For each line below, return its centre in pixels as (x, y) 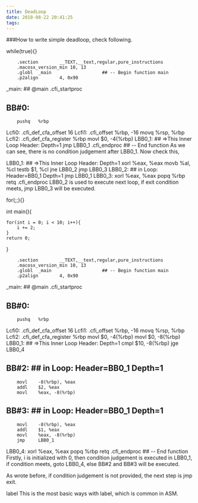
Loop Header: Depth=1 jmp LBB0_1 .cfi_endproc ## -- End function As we (96, 145)
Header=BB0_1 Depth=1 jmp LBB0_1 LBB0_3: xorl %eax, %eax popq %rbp (96, 176)
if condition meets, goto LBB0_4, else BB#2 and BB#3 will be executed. (93, 464)
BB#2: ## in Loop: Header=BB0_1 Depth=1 (85, 368)
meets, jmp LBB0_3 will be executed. (51, 189)
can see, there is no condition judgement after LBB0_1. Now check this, (93, 152)
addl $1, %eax (38, 430)
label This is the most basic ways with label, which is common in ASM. (92, 493)
